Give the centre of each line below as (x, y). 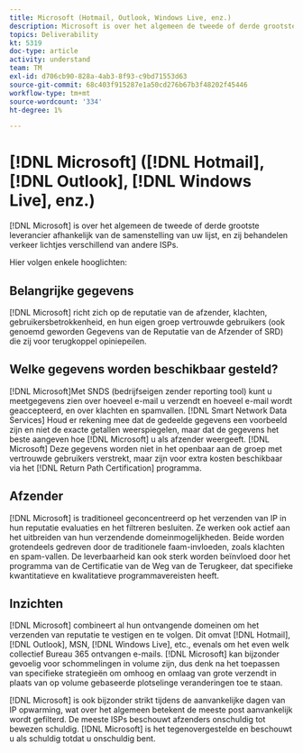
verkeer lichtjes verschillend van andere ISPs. (94, 245)
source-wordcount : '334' (56, 101)
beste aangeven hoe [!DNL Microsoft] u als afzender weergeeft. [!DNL (140, 439)
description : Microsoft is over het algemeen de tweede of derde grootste (153, 26)
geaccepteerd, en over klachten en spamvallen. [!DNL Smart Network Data (148, 410)
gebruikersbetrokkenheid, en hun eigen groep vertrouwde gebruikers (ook (147, 322)
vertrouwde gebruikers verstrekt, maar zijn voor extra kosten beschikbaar (146, 458)
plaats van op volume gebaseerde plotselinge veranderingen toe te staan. (146, 683)
